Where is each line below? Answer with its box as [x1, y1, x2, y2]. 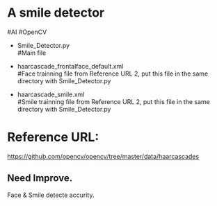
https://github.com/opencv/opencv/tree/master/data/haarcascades [7, 152, 200, 160]
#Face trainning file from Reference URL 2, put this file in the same [17, 69, 209, 78]
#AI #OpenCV [7, 28, 47, 36]
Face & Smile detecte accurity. [7, 191, 95, 199]
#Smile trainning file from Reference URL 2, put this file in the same [17, 97, 210, 105]
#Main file [17, 49, 47, 57]
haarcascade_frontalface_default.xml [17, 62, 124, 70]
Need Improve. [7, 172, 73, 184]
